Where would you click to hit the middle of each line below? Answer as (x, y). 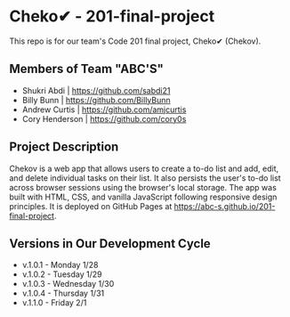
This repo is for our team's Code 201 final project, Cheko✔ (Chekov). (135, 41)
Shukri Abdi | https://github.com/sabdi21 (96, 90)
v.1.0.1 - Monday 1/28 (60, 265)
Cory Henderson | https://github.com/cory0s (104, 118)
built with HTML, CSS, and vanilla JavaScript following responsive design (143, 197)
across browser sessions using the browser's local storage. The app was (143, 187)
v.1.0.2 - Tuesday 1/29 (62, 274)
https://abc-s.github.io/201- (225, 206)
